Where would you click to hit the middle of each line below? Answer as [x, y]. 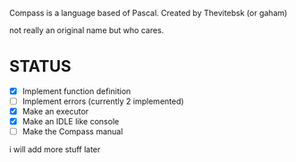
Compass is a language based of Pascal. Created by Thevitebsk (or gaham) [148, 13]
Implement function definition [76, 91]
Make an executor [55, 112]
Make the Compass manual [72, 132]
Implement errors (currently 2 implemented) [103, 101]
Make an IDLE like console [71, 122]
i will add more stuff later [55, 149]
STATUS [40, 67]
